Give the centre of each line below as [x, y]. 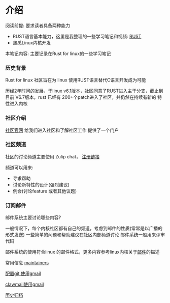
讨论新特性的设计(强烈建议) [41, 184]
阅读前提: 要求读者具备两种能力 [38, 25]
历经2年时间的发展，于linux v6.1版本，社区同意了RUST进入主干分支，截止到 [84, 91]
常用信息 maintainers [27, 263]
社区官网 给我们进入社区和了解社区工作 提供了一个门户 [62, 130]
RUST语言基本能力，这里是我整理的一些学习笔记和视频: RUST [77, 36]
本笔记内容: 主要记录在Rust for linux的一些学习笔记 [58, 53]
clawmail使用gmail [25, 284]
